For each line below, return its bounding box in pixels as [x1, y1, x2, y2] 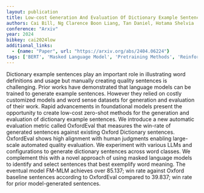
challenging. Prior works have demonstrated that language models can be [6, 83, 191, 91]
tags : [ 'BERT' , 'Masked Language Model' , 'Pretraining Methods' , [6, 54, 175, 60]
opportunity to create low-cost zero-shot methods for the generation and [6, 109, 189, 116]
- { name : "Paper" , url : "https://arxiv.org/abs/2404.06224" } [12, 48, 170, 54]
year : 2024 [6, 31, 34, 38]
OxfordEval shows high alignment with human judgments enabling [6, 134, 172, 142]
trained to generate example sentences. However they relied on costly [6, 90, 182, 97]
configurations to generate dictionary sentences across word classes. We [6, 148, 191, 155]
